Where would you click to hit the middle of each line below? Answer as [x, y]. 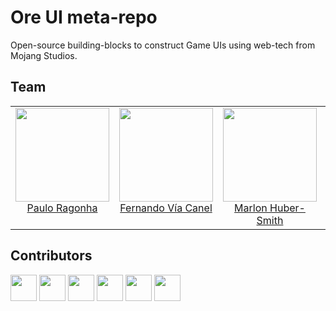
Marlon [251, 208]
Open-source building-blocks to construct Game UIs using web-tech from [163, 45]
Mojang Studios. [44, 55]
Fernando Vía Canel [166, 208]
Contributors [51, 256]
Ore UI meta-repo [84, 17]
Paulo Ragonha [62, 208]
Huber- [287, 208]
